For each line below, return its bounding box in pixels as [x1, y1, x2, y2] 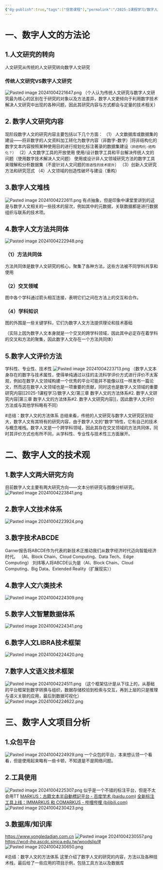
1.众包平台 [5, 738, 36, 746]
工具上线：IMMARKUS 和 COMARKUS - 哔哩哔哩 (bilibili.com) [5, 799, 128, 805]
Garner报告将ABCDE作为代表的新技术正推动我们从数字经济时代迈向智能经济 [5, 547, 157, 553]
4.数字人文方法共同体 [5, 225, 69, 233]
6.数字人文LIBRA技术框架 [5, 638, 81, 647]
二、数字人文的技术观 [5, 450, 91, 461]
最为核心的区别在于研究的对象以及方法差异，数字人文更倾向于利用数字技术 [9, 95, 158, 101]
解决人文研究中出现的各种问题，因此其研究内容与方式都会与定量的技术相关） [5, 102, 158, 108]
